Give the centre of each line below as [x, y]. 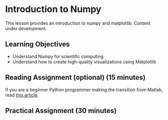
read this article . [22, 95]
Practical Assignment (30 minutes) [61, 111]
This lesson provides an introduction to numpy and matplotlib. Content [78, 23]
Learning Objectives [38, 44]
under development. [26, 28]
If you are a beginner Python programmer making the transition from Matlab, [84, 89]
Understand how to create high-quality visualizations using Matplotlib [84, 62]
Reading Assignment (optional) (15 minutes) [75, 78]
